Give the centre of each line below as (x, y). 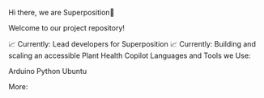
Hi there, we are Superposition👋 (62, 12)
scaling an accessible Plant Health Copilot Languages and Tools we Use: (130, 55)
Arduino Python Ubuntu (48, 71)
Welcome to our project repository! (67, 28)
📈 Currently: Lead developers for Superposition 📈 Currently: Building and (132, 44)
